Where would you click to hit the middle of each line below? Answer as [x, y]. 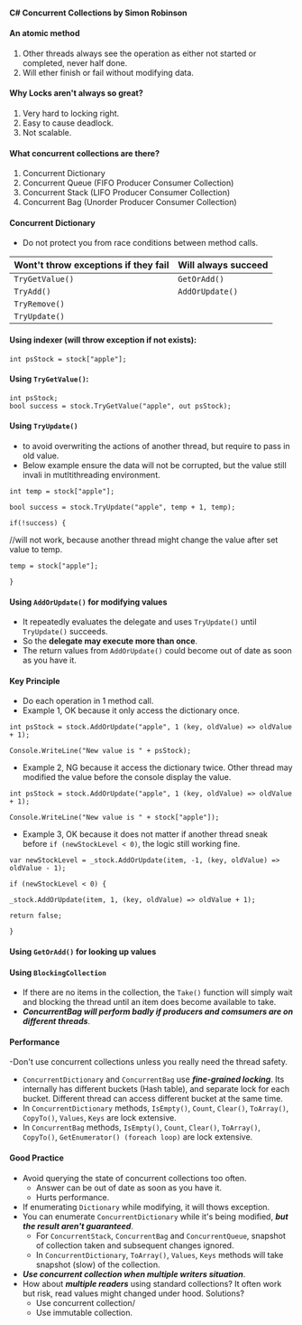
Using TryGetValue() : [49, 379]
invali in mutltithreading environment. [91, 475]
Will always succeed [223, 265]
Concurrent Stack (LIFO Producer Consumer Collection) [126, 193]
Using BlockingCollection [58, 973]
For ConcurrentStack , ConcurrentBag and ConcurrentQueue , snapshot [161, 1236]
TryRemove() [40, 304]
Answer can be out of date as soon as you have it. [129, 1188]
